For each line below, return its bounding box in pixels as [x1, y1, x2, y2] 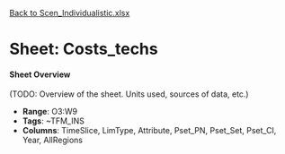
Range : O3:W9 [22, 107, 78, 117]
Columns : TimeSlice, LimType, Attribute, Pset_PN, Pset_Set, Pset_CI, [22, 125, 277, 136]
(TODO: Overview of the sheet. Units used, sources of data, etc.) [9, 89, 249, 99]
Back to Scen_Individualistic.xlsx [9, 8, 130, 18]
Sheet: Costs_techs [9, 39, 159, 59]
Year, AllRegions [22, 134, 84, 146]
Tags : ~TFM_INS [22, 115, 85, 126]
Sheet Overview [9, 69, 71, 80]
